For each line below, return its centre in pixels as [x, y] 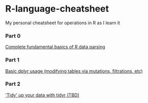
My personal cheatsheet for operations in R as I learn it [63, 23]
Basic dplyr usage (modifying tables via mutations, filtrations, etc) [74, 71]
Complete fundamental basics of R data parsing [55, 47]
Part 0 [13, 36]
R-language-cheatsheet [57, 9]
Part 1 [12, 60]
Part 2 [13, 84]
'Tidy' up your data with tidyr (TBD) [42, 95]
